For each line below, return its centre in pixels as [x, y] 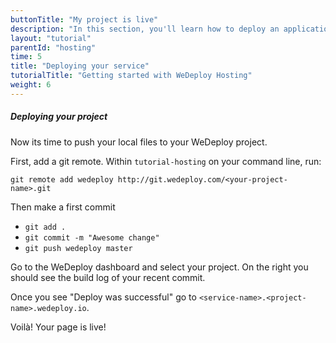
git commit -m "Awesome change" [92, 237]
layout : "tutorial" [51, 38]
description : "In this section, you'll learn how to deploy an [145, 29]
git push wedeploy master [78, 248]
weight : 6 [31, 85]
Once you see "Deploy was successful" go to [103, 297]
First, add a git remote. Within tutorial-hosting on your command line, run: [166, 161]
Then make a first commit [63, 207]
